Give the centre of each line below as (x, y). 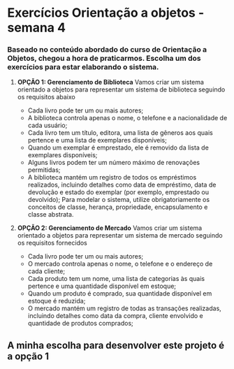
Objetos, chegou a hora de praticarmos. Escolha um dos (104, 59)
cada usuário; (47, 125)
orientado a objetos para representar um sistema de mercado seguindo (120, 236)
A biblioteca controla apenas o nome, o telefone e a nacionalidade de (127, 118)
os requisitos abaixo (46, 97)
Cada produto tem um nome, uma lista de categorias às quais (116, 279)
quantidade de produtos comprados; (81, 324)
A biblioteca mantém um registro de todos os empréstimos (112, 178)
